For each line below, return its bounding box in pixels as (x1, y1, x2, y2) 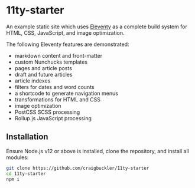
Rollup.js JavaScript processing (14, 114, 92, 121)
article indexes (14, 77, 51, 84)
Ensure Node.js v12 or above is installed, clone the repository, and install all (6, 147, 189, 154)
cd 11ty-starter (6, 170, 46, 177)
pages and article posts (14, 64, 73, 71)
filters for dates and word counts (14, 83, 95, 90)
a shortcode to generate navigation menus (14, 90, 118, 97)
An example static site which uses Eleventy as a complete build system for (6, 23, 187, 30)
